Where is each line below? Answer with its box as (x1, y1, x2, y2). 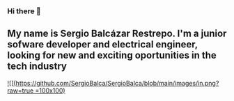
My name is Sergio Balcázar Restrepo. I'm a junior (7, 28, 227, 40)
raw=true (7, 86, 34, 95)
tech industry (7, 61, 68, 72)
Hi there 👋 (7, 6, 42, 16)
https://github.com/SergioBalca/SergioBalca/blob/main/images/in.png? (15, 79, 219, 87)
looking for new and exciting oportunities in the (7, 49, 217, 61)
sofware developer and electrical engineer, (7, 38, 198, 51)
